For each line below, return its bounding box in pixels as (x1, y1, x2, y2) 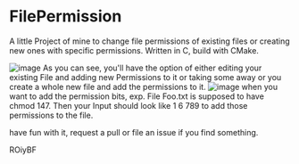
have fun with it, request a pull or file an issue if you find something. (9, 127, 259, 137)
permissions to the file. (9, 110, 94, 120)
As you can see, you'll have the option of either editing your (43, 62, 262, 73)
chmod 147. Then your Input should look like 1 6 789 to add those (9, 100, 248, 111)
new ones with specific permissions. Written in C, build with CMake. (9, 45, 259, 55)
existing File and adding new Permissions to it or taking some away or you (9, 71, 282, 82)
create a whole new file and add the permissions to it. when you (9, 81, 278, 92)
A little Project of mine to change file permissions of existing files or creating (9, 36, 290, 46)
